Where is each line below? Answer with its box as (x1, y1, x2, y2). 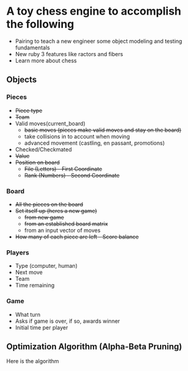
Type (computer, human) (15, 262, 78, 270)
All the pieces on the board (15, 200, 84, 208)
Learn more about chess (15, 57, 78, 64)
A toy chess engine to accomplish (6, 4, 182, 18)
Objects (6, 74, 37, 85)
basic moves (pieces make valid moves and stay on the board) (24, 126, 182, 134)
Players (6, 248, 29, 257)
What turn (15, 311, 41, 318)
